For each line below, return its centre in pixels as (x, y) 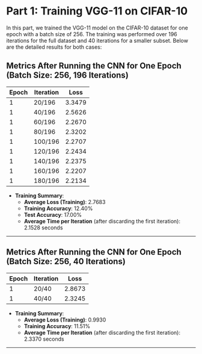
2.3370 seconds (44, 339)
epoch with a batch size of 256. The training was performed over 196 (92, 34)
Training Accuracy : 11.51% (57, 326)
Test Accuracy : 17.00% (53, 214)
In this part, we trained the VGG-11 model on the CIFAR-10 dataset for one (97, 28)
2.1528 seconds (43, 228)
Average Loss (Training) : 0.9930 (65, 320)
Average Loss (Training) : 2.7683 (65, 202)
